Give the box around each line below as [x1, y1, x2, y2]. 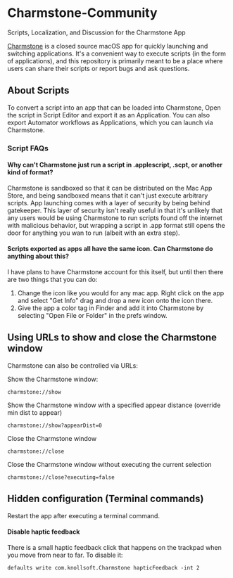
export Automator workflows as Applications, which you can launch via [7, 118, 213, 127]
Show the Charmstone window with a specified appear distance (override [7, 401, 221, 409]
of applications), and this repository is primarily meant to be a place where [7, 56, 223, 65]
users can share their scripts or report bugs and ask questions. [7, 64, 190, 72]
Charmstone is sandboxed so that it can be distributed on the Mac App [7, 184, 213, 192]
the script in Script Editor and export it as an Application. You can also [7, 110, 210, 119]
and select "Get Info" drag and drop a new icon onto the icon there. [17, 297, 213, 305]
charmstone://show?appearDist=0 [7, 422, 102, 429]
